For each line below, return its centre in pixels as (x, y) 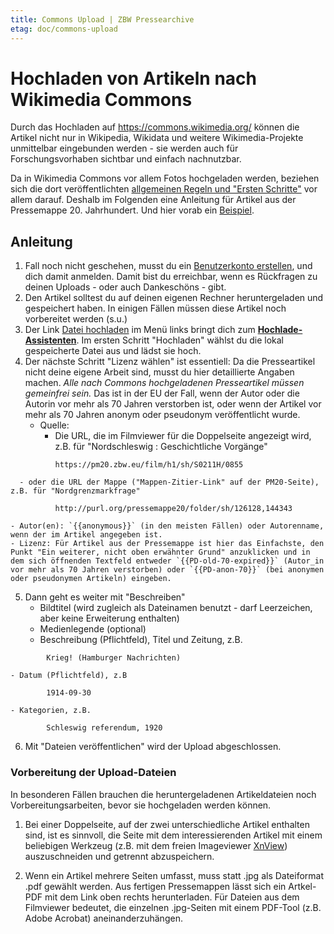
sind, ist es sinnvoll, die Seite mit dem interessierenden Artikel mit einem (173, 835)
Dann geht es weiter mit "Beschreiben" (105, 597)
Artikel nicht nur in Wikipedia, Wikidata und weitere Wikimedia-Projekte (157, 138)
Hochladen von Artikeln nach (133, 78)
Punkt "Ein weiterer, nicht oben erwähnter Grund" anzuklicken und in (160, 552)
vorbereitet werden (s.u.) (76, 319)
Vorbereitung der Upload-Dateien (93, 773)
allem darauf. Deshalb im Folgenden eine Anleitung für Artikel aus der (153, 200)
